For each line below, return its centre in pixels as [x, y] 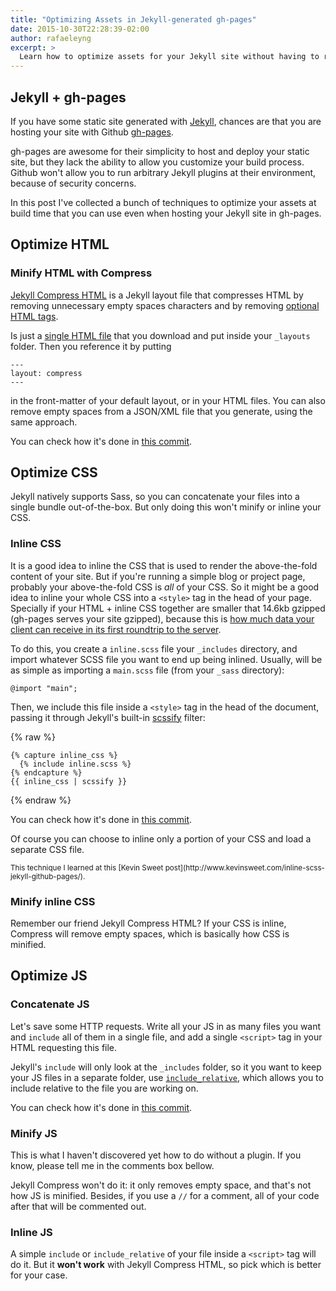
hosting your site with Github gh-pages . [92, 132]
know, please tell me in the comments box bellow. [112, 1166]
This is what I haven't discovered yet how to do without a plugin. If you [156, 1155]
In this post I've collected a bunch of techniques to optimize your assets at [163, 202]
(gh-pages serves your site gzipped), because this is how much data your [162, 618]
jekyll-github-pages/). [48, 876]
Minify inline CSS [53, 901]
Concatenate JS [50, 1004]
